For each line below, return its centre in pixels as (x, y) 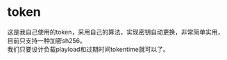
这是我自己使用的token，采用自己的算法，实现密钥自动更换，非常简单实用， (116, 32)
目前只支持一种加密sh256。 (47, 40)
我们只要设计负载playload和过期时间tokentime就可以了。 (88, 49)
